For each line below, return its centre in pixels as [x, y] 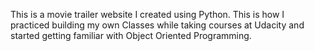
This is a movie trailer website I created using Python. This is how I [147, 14]
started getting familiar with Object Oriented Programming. [131, 35]
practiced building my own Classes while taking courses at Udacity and [157, 25]
